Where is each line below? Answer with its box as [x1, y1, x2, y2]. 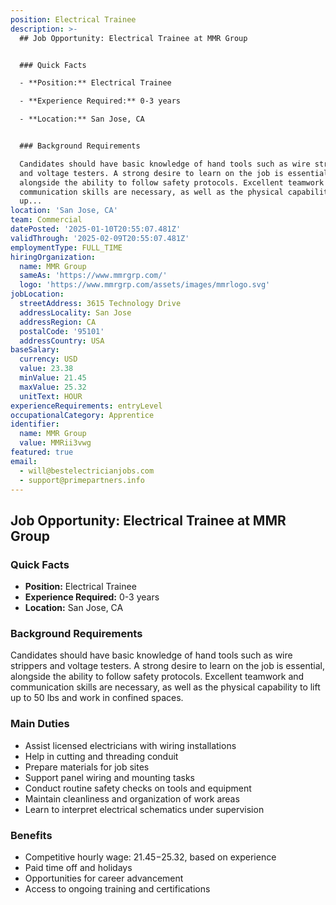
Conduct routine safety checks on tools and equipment [24, 782, 252, 794]
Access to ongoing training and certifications [24, 882, 211, 895]
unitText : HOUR [19, 391, 83, 401]
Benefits [10, 828, 53, 842]
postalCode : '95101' [19, 326, 105, 336]
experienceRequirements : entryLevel [10, 401, 163, 411]
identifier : [10, 419, 60, 430]
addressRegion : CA [19, 317, 97, 327]
